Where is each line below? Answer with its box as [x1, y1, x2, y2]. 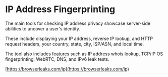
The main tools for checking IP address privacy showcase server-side [5, 20, 150, 26]
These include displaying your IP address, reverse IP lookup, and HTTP [5, 35, 153, 42]
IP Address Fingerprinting [5, 4, 116, 15]
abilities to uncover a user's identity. [5, 25, 81, 31]
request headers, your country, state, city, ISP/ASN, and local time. [5, 41, 144, 47]
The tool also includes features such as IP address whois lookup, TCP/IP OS [5, 51, 163, 57]
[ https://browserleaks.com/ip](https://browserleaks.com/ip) [5, 66, 130, 72]
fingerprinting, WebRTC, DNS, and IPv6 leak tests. [5, 56, 109, 62]
